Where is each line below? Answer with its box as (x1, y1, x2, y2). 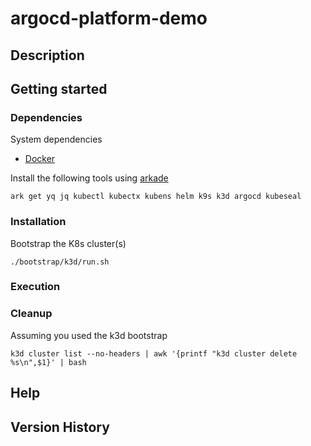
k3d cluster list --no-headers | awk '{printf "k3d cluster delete (10, 348, 298, 359)
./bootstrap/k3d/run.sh (10, 257, 110, 267)
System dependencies (10, 133, 103, 146)
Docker (24, 153, 56, 165)
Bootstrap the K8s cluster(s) (10, 237, 127, 249)
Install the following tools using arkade (10, 172, 169, 184)
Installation (10, 215, 67, 229)
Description (10, 47, 85, 64)
